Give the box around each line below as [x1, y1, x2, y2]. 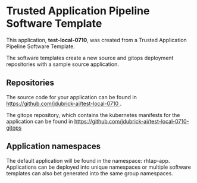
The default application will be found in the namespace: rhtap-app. [6, 157, 170, 164]
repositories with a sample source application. [6, 61, 119, 68]
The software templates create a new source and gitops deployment [6, 54, 174, 61]
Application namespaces [6, 141, 101, 152]
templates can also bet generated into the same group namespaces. [6, 169, 174, 176]
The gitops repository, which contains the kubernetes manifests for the [6, 111, 180, 118]
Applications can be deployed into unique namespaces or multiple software [6, 163, 192, 171]
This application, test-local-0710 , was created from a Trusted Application [6, 36, 187, 43]
